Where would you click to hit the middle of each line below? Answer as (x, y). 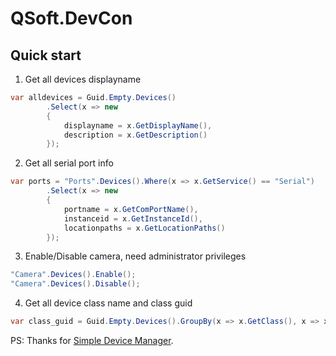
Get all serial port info (69, 163)
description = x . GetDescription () (135, 135)
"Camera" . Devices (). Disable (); (75, 284)
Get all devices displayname (83, 79)
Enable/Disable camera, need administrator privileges (135, 256)
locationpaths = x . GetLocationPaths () (144, 228)
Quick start (46, 55)
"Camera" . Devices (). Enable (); (73, 275)
